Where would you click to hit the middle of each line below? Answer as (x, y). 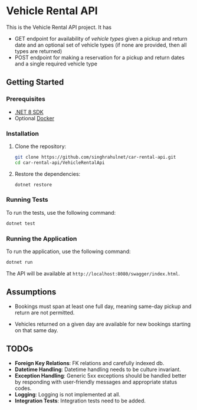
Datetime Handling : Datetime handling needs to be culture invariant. (98, 369)
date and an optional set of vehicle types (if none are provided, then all (101, 45)
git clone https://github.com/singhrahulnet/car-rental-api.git (95, 157)
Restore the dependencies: (47, 174)
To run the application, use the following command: (68, 251)
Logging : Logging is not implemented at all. (68, 394)
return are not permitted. (45, 312)
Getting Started (35, 82)
